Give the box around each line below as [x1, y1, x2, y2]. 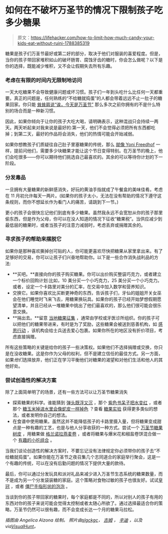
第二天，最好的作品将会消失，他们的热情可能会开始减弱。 [18, 131, 136, 137]
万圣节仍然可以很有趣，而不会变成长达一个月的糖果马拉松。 [13, 506, 136, 512]
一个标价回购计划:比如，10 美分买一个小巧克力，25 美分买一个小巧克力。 [12, 277, 162, 283]
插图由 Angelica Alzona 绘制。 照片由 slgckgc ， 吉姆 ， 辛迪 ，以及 [5, 517, 142, 523]
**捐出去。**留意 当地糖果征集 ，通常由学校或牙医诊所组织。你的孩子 [12, 314, 155, 320]
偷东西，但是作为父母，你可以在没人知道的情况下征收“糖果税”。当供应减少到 [5, 215, 162, 221]
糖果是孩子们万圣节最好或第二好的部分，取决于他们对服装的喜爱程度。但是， [5, 50, 163, 56]
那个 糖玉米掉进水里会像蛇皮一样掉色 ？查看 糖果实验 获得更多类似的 [12, 406, 153, 412]
